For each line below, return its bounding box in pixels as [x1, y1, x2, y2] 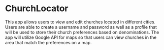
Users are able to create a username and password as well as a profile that [5, 24, 157, 30]
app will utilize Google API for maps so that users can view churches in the [5, 34, 157, 40]
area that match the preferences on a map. [5, 39, 92, 45]
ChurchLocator [5, 3, 68, 14]
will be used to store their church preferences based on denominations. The [5, 29, 159, 35]
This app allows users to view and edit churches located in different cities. [5, 19, 156, 25]
